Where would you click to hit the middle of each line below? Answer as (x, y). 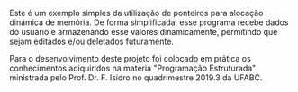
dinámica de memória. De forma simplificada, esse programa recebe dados (149, 22)
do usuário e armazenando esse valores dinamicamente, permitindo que (144, 32)
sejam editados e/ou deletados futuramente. (91, 41)
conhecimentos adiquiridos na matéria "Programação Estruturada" (133, 68)
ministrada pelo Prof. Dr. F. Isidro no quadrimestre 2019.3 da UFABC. (136, 78)
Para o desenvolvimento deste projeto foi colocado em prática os (131, 59)
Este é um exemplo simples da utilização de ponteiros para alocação (136, 13)
